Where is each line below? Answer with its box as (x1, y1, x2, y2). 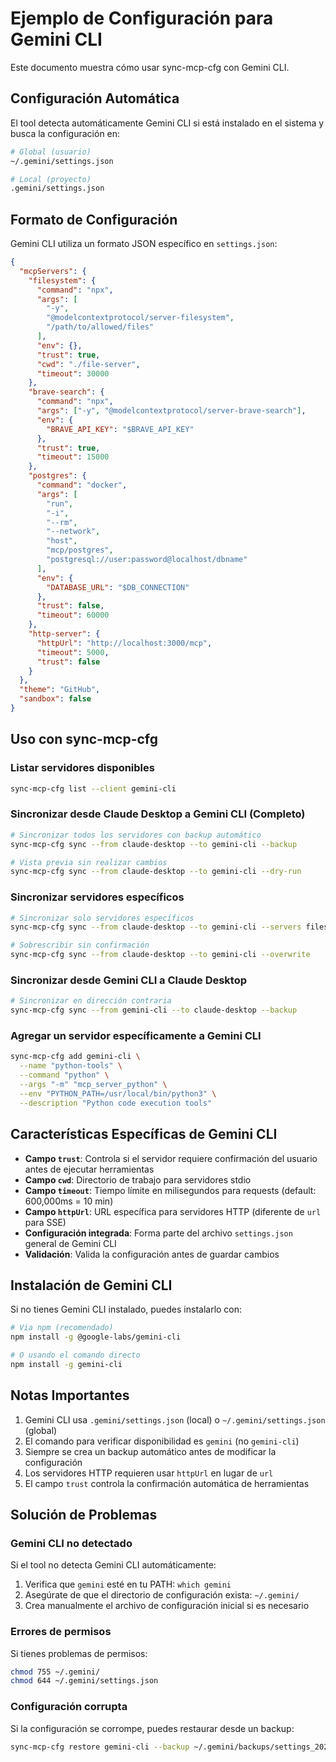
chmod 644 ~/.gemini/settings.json (10, 1676, 159, 1686)
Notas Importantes (10, 1387, 130, 1404)
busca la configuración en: (10, 127, 121, 139)
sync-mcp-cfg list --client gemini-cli (10, 783, 177, 794)
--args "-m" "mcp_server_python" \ (19, 1080, 168, 1090)
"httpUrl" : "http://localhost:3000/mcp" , (36, 638, 213, 648)
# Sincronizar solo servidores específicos (10, 913, 195, 923)
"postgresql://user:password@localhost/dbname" (46, 555, 248, 565)
